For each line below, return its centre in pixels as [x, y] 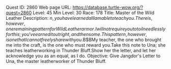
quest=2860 [19, 13]
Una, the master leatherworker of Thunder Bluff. [56, 61]
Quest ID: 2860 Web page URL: [39, 7]
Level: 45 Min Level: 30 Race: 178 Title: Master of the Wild [94, 13]
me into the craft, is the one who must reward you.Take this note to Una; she [86, 45]
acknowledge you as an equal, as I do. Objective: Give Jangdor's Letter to [83, 56]
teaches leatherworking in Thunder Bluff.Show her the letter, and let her [81, 50]
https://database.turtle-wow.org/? [108, 7]
